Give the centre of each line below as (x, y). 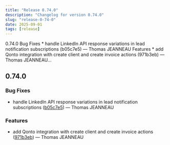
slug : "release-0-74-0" (31, 19)
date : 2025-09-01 (24, 24)
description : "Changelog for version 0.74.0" (55, 15)
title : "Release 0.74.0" (32, 10)
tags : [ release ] (23, 29)
